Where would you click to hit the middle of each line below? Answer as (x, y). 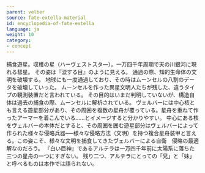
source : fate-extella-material (46, 18)
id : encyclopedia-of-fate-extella (50, 23)
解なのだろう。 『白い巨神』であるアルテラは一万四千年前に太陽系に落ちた (100, 148)
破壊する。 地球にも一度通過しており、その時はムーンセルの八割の (100, 79)
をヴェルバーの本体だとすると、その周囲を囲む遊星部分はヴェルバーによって (102, 125)
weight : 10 (20, 35)
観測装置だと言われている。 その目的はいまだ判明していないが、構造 (103, 95)
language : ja (23, 29)
